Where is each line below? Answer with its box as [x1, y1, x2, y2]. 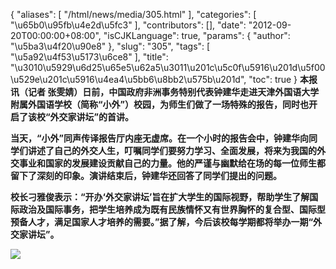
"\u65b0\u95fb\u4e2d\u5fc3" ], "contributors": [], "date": [10, 19, 247, 31]
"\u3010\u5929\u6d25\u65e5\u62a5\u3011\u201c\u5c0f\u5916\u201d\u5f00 [10, 62, 326, 73]
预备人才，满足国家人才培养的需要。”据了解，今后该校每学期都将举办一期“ [10, 216, 314, 228]
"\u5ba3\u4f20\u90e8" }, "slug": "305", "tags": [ [10, 40, 211, 52]
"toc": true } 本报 [248, 74, 318, 85]
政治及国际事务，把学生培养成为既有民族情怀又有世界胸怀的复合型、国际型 [18, 204, 326, 215]
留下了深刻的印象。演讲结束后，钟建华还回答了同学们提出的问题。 [10, 170, 282, 181]
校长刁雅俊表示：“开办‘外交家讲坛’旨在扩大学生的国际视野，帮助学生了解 [10, 191, 310, 203]
